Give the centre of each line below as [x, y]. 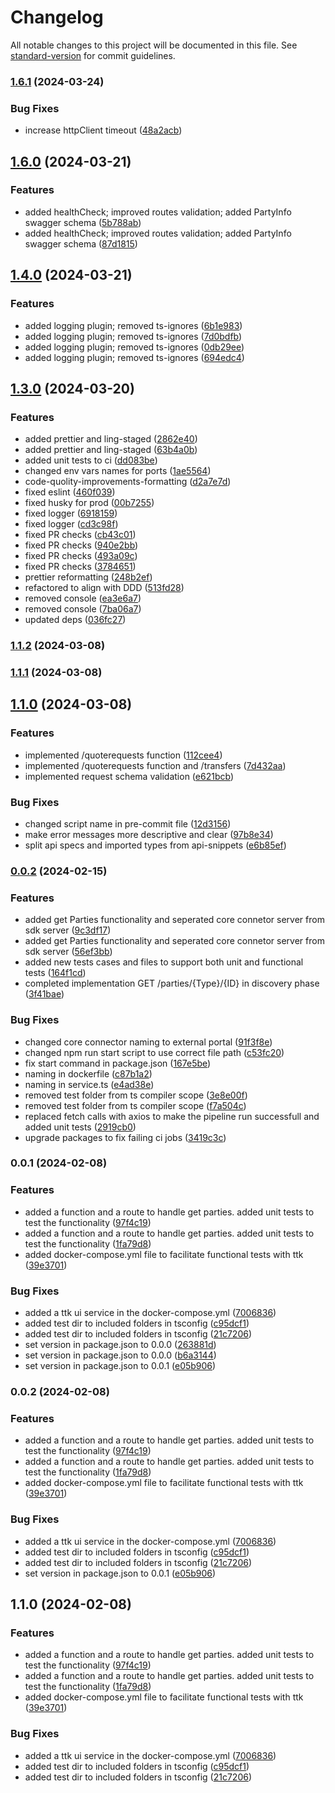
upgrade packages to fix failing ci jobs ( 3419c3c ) [125, 1137]
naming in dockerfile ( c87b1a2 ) [88, 1073]
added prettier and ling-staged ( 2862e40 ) [111, 439]
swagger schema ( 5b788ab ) [83, 222]
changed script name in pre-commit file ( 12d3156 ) [128, 824]
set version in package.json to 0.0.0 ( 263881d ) [120, 1345]
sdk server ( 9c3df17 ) [68, 930]
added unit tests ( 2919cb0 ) [80, 1127]
